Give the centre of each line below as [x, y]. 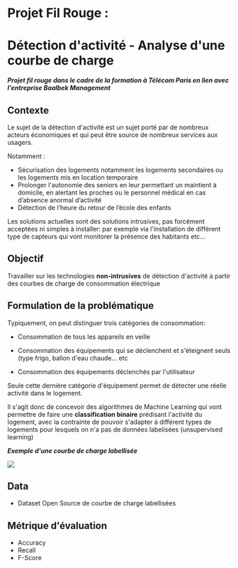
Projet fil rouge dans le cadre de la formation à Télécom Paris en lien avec [118, 80]
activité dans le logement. [45, 393]
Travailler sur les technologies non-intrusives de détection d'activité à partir [119, 275]
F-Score [30, 558]
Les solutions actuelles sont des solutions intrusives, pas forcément [106, 221]
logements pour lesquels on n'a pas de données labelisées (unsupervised [115, 429]
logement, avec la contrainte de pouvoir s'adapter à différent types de [109, 422]
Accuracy [32, 543]
